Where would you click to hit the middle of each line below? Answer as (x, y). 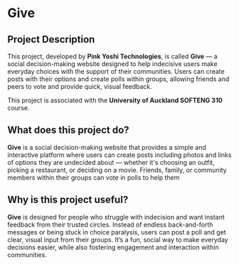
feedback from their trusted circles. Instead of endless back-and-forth (110, 225)
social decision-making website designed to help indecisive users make (113, 64)
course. (18, 108)
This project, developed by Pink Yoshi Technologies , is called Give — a (113, 56)
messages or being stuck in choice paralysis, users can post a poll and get (117, 232)
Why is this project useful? (68, 200)
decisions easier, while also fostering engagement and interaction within (113, 247)
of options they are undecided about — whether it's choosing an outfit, (111, 162)
